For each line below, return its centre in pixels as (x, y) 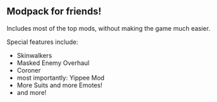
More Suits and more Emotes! (59, 85)
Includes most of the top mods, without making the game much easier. (108, 28)
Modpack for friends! (54, 12)
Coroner (29, 70)
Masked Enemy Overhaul (53, 63)
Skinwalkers (34, 55)
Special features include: (42, 42)
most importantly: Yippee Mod (60, 78)
